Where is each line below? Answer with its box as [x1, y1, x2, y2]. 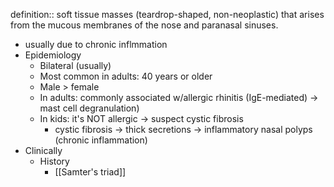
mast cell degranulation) [39, 102, 140, 114]
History [39, 155, 70, 167]
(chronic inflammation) [54, 134, 148, 146]
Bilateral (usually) [39, 60, 112, 71]
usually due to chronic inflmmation [24, 39, 168, 50]
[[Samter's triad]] [54, 166, 127, 178]
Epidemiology [24, 49, 82, 61]
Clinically [24, 145, 63, 156]
